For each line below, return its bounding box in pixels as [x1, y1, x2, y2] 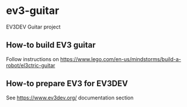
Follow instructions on [6, 55, 60, 62]
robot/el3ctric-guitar [6, 62, 56, 69]
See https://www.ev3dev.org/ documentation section [6, 94, 134, 101]
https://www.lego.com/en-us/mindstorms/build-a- [60, 55, 181, 62]
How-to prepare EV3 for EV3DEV [6, 79, 129, 88]
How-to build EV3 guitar [6, 40, 96, 50]
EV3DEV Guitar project [6, 23, 61, 30]
